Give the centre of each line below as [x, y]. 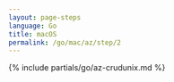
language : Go [33, 26]
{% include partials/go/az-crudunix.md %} [87, 68]
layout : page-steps [45, 17]
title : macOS [33, 34]
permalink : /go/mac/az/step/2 [65, 42]
